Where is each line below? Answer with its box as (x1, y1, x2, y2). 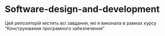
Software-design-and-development (5, 3, 160, 15)
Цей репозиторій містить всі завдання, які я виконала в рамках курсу (5, 20, 157, 26)
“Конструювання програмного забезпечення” (5, 25, 105, 31)
